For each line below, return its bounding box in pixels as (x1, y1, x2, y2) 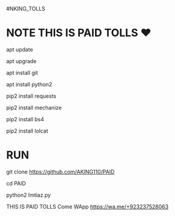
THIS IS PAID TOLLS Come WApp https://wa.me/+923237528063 (6, 203, 169, 210)
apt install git (6, 69, 38, 76)
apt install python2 (6, 80, 52, 88)
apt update (6, 46, 33, 53)
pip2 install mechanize (6, 104, 62, 111)
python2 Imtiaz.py (6, 191, 51, 199)
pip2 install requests (6, 92, 57, 100)
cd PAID (6, 179, 26, 187)
